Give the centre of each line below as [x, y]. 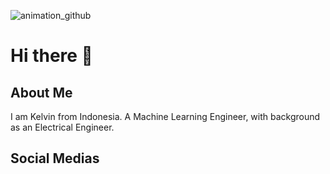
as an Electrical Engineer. [62, 127]
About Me [41, 92]
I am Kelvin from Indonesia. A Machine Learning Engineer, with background [165, 116]
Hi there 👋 [51, 56]
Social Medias [55, 158]
